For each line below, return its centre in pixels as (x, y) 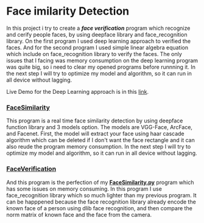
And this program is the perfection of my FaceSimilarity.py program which (100, 182)
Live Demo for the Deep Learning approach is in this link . (78, 91)
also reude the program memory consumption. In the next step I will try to (99, 147)
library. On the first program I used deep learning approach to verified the (98, 41)
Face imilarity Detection (68, 11)
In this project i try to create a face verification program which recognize (98, 28)
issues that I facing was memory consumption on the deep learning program (102, 60)
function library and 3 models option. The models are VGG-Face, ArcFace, (100, 127)
